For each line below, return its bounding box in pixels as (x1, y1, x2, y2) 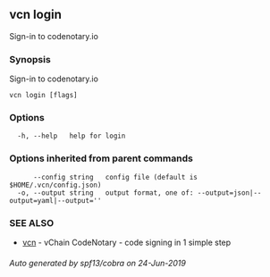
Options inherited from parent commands (9, 152, 194, 164)
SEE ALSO (9, 216, 55, 229)
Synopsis (9, 53, 51, 65)
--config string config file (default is (32, 172, 198, 181)
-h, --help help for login (17, 131, 126, 141)
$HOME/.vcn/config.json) (9, 180, 102, 189)
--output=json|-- (197, 188, 262, 197)
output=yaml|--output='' (9, 196, 102, 205)
